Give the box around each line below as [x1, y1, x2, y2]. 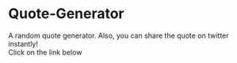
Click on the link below [8, 47, 82, 57]
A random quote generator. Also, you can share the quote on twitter [8, 31, 229, 40]
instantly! [8, 39, 38, 48]
